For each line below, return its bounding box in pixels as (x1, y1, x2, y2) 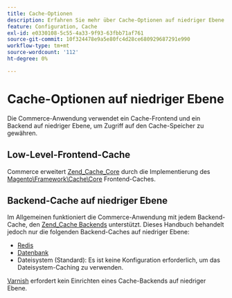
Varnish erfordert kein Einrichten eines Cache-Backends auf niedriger (7, 277, 206, 285)
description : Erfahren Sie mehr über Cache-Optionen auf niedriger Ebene (7, 17, 225, 24)
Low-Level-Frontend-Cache (7, 149, 131, 161)
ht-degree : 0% (7, 55, 48, 62)
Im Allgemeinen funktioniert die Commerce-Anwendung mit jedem (7, 213, 196, 222)
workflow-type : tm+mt (7, 42, 70, 49)
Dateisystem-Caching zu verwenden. (17, 263, 124, 272)
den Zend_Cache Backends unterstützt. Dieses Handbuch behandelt (28, 220, 224, 229)
